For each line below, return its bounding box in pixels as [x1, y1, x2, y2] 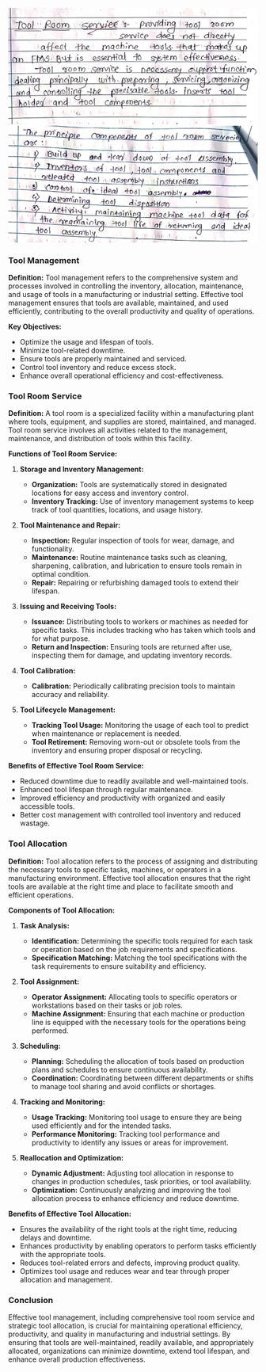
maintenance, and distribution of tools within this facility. [8, 434, 192, 444]
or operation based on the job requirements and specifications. [31, 944, 237, 954]
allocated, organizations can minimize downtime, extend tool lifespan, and [8, 1347, 250, 1356]
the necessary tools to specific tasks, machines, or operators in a [8, 864, 222, 875]
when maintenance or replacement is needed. [31, 729, 182, 738]
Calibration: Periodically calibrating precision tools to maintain [31, 681, 236, 691]
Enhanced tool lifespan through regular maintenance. [19, 785, 193, 795]
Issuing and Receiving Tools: [19, 602, 117, 612]
